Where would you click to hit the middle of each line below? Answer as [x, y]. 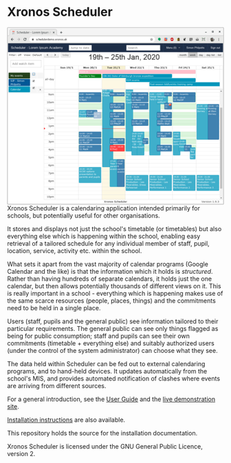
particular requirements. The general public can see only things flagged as [113, 329]
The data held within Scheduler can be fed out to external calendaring [106, 364]
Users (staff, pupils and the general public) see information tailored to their [113, 321]
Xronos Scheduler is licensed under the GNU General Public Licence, [105, 446]
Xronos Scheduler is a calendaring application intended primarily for [104, 208]
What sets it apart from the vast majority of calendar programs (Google [108, 264]
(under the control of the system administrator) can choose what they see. [112, 351]
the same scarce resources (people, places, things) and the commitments [112, 301]
